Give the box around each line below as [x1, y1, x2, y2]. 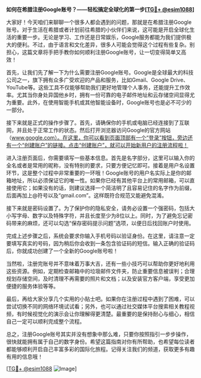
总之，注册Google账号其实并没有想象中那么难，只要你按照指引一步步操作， [6, 331, 192, 338]
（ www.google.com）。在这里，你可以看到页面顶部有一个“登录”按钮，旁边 [6, 134, 188, 141]
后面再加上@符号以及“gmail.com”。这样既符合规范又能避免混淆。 [6, 192, 167, 199]
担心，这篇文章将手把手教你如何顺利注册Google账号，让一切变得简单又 [6, 49, 181, 56]
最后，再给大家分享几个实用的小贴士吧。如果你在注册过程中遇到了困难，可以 [6, 295, 195, 302]
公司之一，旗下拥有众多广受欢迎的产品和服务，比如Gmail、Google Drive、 [6, 76, 189, 83]
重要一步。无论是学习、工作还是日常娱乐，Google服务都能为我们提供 [16, 34, 187, 41]
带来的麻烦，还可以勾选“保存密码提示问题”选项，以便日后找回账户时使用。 [11, 220, 194, 227]
